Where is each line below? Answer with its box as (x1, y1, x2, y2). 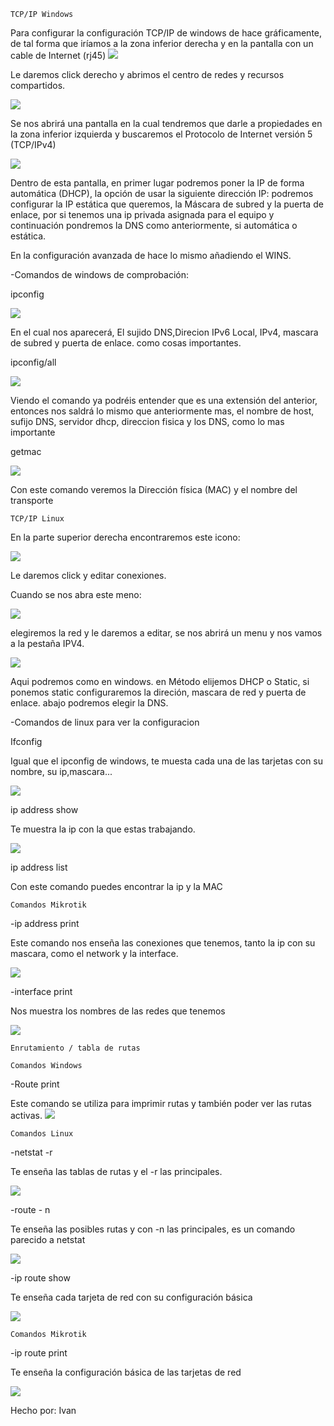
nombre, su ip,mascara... (10, 766, 113, 777)
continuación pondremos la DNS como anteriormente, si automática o (10, 220, 298, 231)
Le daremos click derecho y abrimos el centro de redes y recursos (10, 69, 285, 80)
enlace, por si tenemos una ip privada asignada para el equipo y (10, 209, 275, 220)
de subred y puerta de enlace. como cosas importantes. (10, 337, 242, 349)
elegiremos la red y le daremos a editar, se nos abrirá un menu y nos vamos (10, 627, 323, 639)
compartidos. (10, 80, 66, 91)
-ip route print (10, 1347, 68, 1359)
